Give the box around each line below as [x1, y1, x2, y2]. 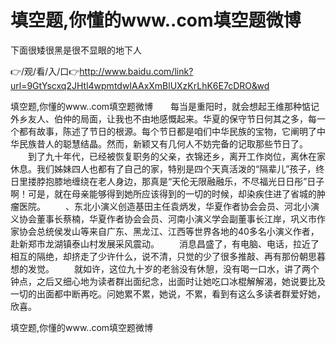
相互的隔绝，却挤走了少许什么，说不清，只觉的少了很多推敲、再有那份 [10, 250, 300, 262]
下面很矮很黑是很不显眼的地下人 [10, 44, 142, 56]
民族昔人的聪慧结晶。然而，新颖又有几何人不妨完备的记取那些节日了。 [18, 137, 308, 150]
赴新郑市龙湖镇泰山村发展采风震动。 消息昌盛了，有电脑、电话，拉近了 [10, 237, 320, 250]
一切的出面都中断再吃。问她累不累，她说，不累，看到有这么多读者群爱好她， [10, 287, 326, 300]
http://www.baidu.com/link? [79, 65, 194, 77]
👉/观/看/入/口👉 [10, 65, 80, 77]
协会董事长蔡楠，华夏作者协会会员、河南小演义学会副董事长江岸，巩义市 [18, 212, 317, 225]
